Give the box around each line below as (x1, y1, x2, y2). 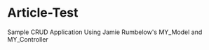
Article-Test (7, 5, 79, 21)
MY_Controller (7, 35, 49, 43)
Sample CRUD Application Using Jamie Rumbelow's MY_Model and (7, 28, 203, 36)
